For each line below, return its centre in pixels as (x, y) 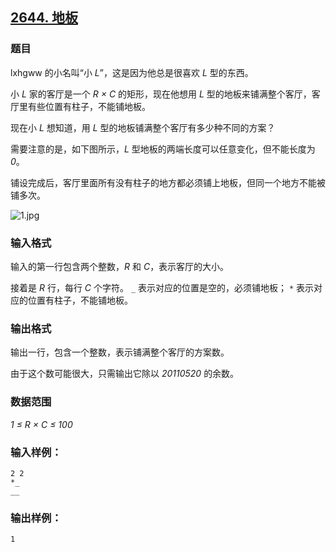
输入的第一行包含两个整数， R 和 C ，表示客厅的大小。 (120, 266)
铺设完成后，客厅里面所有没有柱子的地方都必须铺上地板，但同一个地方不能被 (168, 182)
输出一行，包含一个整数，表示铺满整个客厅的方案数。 (120, 352)
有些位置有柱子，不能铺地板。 (89, 106)
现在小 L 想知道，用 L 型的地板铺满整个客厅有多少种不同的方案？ (143, 127)
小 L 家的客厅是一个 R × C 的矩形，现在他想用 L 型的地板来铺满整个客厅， (161, 94)
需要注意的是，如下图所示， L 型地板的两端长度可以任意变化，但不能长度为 (163, 149)
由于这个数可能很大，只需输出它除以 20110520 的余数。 (125, 374)
